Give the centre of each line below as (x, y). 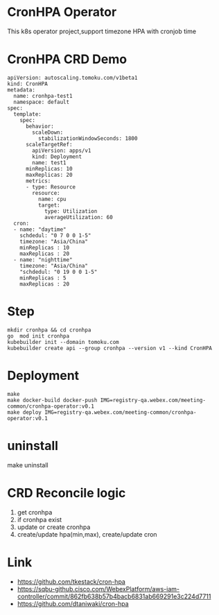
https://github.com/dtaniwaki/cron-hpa (73, 603)
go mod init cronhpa (38, 336)
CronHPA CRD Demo (67, 59)
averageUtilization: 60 (78, 217)
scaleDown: (48, 132)
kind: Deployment (57, 157)
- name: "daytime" (40, 229)
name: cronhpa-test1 (43, 96)
